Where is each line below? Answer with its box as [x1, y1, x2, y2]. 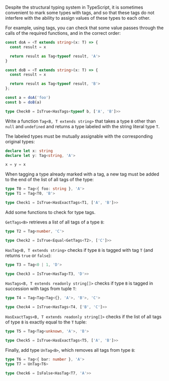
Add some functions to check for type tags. [5, 209, 96, 215]
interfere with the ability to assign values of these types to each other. [5, 15, 150, 21]
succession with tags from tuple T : [5, 286, 77, 292]
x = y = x [5, 162, 26, 167]
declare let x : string [5, 148, 53, 153]
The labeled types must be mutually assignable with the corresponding [5, 133, 153, 139]
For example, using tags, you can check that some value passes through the [5, 25, 164, 31]
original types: [5, 138, 35, 144]
